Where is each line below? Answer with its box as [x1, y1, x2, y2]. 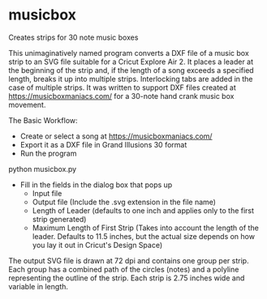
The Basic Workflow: [8, 115, 79, 125]
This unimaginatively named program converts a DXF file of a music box [8, 48, 249, 58]
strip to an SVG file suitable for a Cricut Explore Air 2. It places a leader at [8, 57, 254, 66]
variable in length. [8, 281, 69, 291]
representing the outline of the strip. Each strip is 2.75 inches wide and [8, 273, 245, 283]
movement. [8, 100, 46, 109]
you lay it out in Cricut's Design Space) [32, 240, 163, 250]
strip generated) [32, 214, 87, 224]
